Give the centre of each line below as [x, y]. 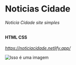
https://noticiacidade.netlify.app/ [38, 48]
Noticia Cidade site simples [32, 22]
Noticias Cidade [38, 9]
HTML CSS [16, 38]
